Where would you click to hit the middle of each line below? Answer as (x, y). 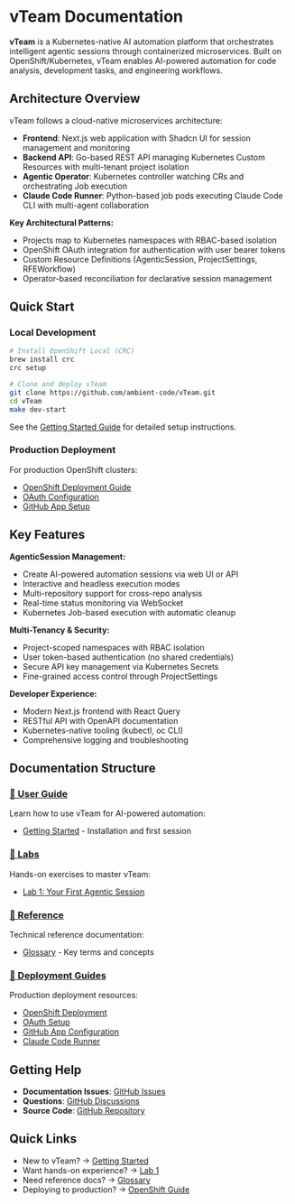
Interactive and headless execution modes (101, 583)
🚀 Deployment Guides (58, 975)
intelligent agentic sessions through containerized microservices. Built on (146, 51)
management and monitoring (76, 147)
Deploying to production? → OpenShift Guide (106, 1190)
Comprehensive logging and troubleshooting (106, 740)
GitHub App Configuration (71, 1032)
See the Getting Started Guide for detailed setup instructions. (123, 427)
